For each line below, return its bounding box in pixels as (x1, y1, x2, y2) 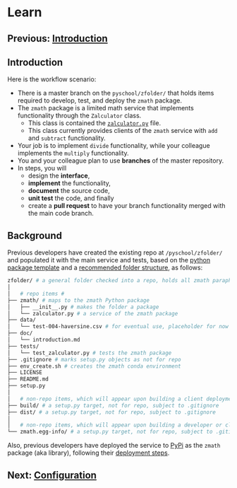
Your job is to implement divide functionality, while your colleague (17, 141, 210, 150)
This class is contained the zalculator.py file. (28, 119, 161, 127)
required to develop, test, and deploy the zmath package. (17, 96, 182, 105)
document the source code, (28, 187, 111, 195)
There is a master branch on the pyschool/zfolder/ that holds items (17, 89, 214, 98)
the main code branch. (28, 209, 94, 218)
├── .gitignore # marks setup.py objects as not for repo (7, 356, 181, 363)
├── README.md (7, 376, 49, 383)
